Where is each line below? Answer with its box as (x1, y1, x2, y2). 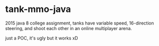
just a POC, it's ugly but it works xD (5, 35, 78, 41)
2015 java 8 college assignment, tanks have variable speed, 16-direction (5, 20, 154, 26)
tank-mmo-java (5, 3, 71, 15)
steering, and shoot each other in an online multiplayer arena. (5, 25, 132, 31)
